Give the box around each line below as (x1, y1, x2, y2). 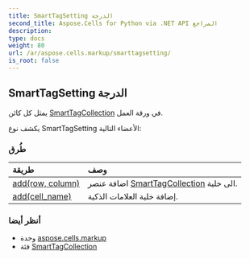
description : (8, 27, 52, 35)
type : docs (8, 34, 45, 43)
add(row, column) (12, 178, 81, 189)
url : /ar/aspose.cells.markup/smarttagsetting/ (8, 49, 172, 57)
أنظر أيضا (8, 215, 41, 226)
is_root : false (8, 57, 60, 65)
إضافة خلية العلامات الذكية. (87, 191, 179, 202)
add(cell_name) (12, 191, 72, 202)
